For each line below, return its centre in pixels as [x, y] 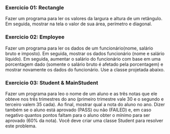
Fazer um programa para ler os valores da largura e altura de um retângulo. [84, 19]
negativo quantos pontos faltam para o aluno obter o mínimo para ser [78, 115]
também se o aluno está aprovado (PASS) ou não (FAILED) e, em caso [78, 110]
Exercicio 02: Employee [35, 37]
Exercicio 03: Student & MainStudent [52, 82]
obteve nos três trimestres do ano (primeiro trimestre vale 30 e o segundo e [84, 99]
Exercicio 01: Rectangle [35, 8]
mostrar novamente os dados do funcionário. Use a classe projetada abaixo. [85, 69]
